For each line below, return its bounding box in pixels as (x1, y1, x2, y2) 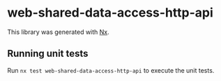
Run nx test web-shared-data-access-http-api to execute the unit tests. (7, 66, 215, 74)
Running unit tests (7, 48, 89, 60)
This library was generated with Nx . (7, 28, 109, 36)
